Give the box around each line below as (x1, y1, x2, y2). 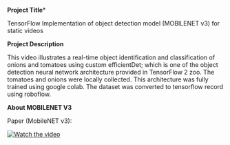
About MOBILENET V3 (7, 104, 72, 111)
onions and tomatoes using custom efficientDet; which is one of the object (7, 61, 218, 68)
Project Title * (7, 6, 46, 14)
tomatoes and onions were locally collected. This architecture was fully (7, 75, 209, 84)
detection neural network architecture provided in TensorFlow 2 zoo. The (7, 68, 215, 76)
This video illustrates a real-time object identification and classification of (7, 53, 216, 61)
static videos (7, 27, 43, 35)
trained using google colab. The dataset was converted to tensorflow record (7, 83, 224, 90)
